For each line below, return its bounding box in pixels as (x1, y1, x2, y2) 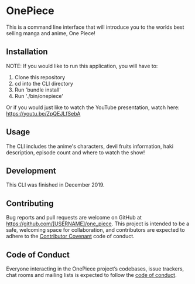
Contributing (6, 198, 54, 208)
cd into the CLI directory (14, 80, 73, 87)
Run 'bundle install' (14, 86, 61, 93)
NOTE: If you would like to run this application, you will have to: (6, 62, 158, 69)
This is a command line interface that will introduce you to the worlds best (6, 23, 184, 31)
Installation (6, 47, 48, 57)
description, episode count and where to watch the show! (6, 148, 145, 156)
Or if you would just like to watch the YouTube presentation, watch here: (6, 104, 180, 111)
